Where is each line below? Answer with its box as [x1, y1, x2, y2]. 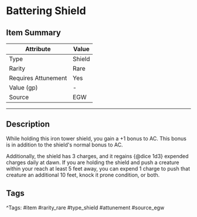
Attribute [25, 45, 51, 53]
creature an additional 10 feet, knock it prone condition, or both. [6, 171, 160, 178]
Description [6, 119, 50, 129]
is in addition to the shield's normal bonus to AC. [6, 141, 123, 148]
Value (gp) [9, 84, 38, 92]
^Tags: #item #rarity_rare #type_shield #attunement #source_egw [6, 204, 165, 211]
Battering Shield [6, 4, 86, 18]
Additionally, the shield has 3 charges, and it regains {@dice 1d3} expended [6, 152, 189, 159]
